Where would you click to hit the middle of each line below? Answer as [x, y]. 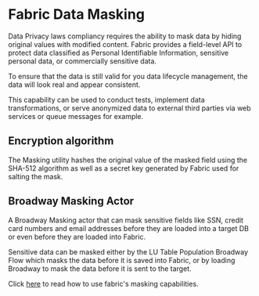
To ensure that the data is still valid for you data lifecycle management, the [128, 76]
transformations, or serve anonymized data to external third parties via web [130, 108]
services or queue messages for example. [76, 116]
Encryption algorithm [61, 141]
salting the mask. [36, 176]
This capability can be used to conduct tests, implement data [106, 99]
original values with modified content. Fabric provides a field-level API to [125, 44]
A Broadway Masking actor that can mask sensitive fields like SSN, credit [126, 220]
